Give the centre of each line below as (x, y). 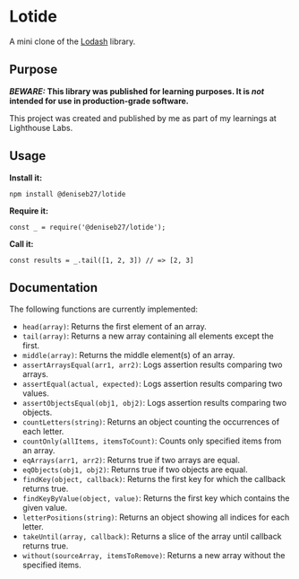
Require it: (29, 211)
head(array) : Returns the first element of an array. (115, 327)
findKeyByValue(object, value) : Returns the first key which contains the (156, 498)
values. (35, 393)
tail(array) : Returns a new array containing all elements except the (148, 336)
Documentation (54, 288)
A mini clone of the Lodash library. (73, 41)
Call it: (21, 243)
